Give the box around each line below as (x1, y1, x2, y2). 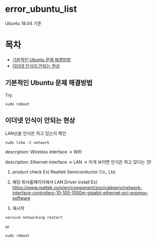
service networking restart (5, 215, 63, 220)
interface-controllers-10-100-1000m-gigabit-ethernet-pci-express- (12, 190, 149, 196)
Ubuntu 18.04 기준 (5, 20, 42, 26)
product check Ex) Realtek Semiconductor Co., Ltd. (12, 169, 117, 174)
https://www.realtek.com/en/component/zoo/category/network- (12, 184, 143, 190)
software (12, 195, 31, 201)
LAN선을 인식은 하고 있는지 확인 (5, 130, 66, 136)
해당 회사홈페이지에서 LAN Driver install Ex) (12, 179, 97, 185)
